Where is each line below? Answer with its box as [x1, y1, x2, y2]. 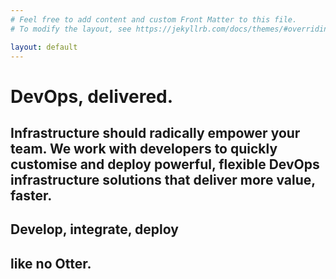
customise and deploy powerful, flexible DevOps [10, 156, 320, 173]
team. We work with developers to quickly [10, 140, 278, 157]
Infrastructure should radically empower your [10, 124, 301, 141]
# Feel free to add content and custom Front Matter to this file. [10, 14, 298, 25]
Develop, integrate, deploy [10, 221, 179, 238]
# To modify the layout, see [10, 24, 132, 34]
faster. [10, 187, 53, 204]
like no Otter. [10, 255, 92, 272]
